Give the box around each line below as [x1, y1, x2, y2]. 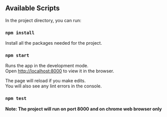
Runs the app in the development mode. [5, 63, 89, 69]
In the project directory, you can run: [5, 17, 81, 23]
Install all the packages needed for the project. [5, 40, 102, 46]
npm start [5, 53, 29, 58]
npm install [5, 30, 35, 36]
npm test [5, 95, 27, 101]
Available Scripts [5, 4, 60, 13]
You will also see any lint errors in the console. [5, 83, 102, 89]
